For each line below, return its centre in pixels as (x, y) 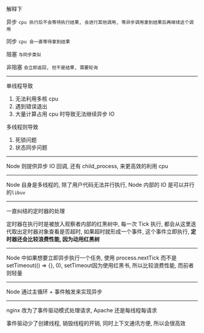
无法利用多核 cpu (37, 99)
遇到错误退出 (31, 106)
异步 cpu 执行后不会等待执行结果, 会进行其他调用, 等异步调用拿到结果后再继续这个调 (100, 22)
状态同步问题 (31, 147)
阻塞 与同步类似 (24, 54)
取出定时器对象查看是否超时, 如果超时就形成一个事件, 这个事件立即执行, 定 (104, 231)
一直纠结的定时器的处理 (36, 211)
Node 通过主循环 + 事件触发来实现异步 (54, 292)
